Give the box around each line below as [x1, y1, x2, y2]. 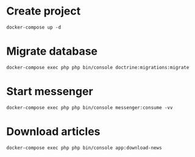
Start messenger [6, 85, 93, 98]
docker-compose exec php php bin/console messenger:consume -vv [6, 104, 173, 110]
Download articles [6, 125, 101, 138]
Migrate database [6, 44, 98, 58]
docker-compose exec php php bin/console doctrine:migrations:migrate [6, 64, 190, 70]
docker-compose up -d [6, 24, 62, 30]
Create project [6, 4, 81, 18]
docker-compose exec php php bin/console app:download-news [6, 144, 163, 151]
